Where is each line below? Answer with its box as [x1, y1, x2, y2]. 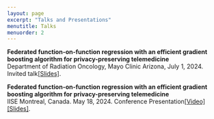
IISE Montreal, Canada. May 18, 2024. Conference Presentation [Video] [7, 97, 206, 106]
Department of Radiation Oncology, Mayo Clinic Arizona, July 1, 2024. [7, 62, 204, 70]
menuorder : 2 [7, 29, 44, 36]
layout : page [7, 10, 44, 17]
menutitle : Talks [7, 23, 57, 29]
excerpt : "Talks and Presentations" [7, 16, 111, 23]
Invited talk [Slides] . [7, 70, 62, 78]
